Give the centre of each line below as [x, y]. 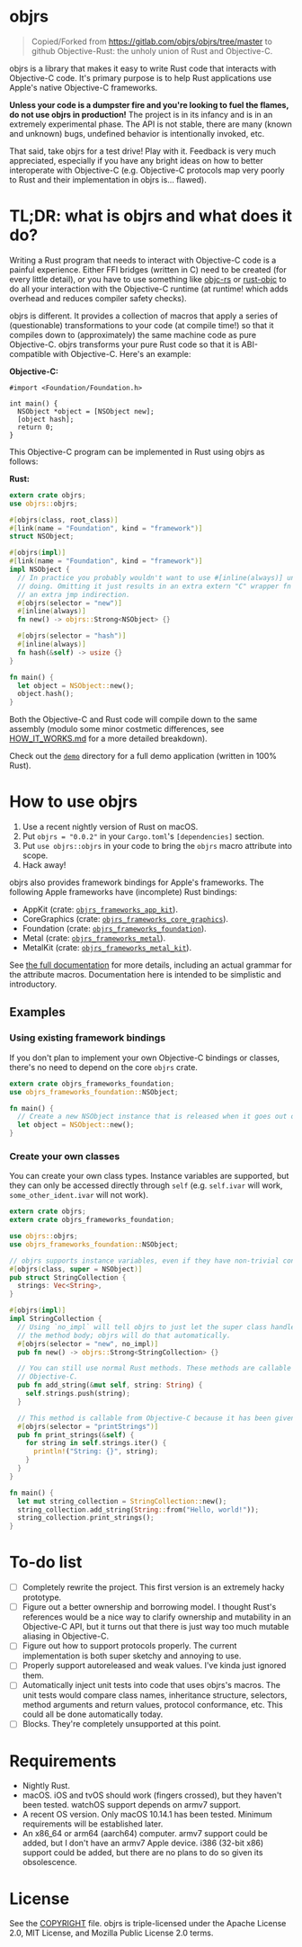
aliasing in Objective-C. [66, 1636]
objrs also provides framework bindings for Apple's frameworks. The [137, 882]
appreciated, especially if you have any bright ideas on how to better [136, 160]
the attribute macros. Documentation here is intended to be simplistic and [145, 975]
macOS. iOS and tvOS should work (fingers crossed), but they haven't [152, 1795]
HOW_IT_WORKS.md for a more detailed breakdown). [109, 738]
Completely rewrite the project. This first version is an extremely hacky [153, 1587]
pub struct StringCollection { [68, 1277]
